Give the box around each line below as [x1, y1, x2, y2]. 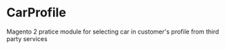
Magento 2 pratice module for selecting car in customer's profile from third [6, 27, 220, 36]
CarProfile [6, 5, 67, 21]
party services [6, 34, 48, 42]
